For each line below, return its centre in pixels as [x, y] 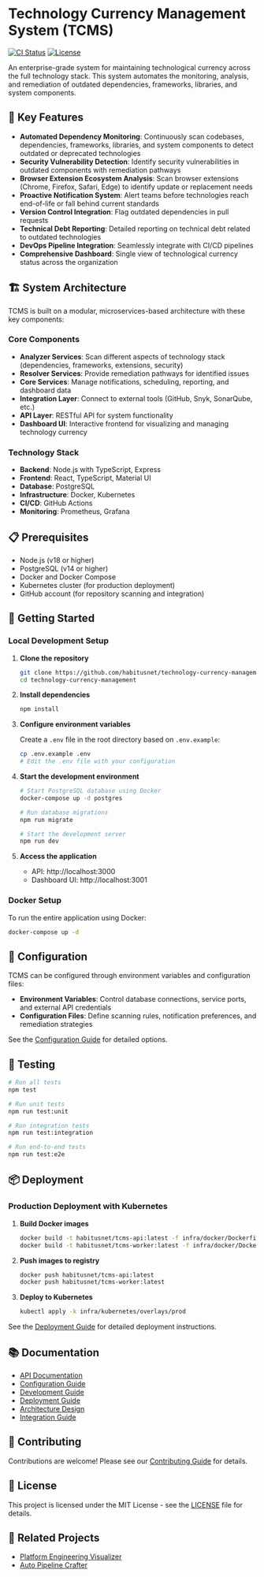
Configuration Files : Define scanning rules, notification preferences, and [138, 1016]
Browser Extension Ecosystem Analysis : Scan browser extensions [129, 178]
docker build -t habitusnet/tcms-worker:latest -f [104, 1245]
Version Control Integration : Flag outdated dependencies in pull [124, 212]
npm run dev [39, 841]
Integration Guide [48, 1417]
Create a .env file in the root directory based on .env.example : [120, 740]
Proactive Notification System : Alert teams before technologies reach [134, 195]
